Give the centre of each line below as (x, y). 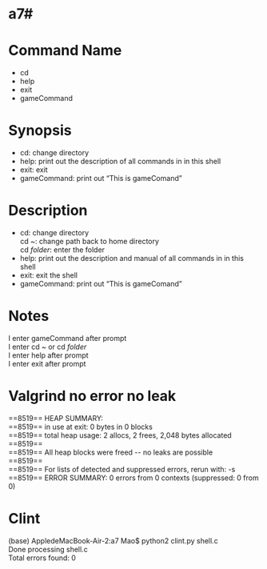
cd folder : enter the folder (62, 250)
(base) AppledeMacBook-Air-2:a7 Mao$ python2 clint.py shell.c (113, 540)
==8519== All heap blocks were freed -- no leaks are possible (111, 452)
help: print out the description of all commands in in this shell (120, 162)
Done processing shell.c (48, 549)
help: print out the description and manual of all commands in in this (132, 258)
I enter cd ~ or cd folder (48, 347)
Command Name (65, 51)
